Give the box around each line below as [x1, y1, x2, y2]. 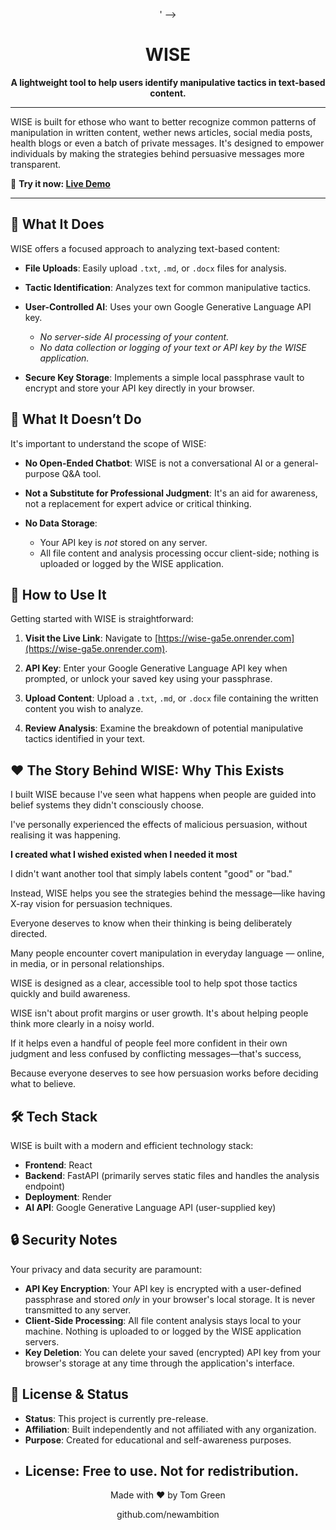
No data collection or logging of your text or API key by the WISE [39, 341, 307, 353]
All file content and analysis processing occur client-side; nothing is [39, 547, 320, 559]
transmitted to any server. [24, 1304, 132, 1316]
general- [283, 457, 320, 469]
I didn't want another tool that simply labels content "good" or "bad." [10, 868, 293, 880]
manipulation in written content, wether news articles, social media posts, [10, 126, 313, 138]
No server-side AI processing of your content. [39, 330, 230, 343]
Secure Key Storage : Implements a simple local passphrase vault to [24, 371, 305, 383]
